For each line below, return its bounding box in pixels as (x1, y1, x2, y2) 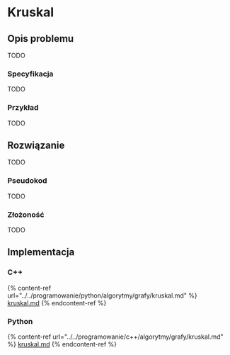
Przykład (7, 103, 39, 113)
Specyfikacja (7, 69, 54, 79)
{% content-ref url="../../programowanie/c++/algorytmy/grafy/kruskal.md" (7, 332, 224, 341)
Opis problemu (7, 33, 74, 45)
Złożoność (7, 210, 45, 220)
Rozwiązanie (7, 139, 65, 151)
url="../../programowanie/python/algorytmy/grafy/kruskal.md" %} (7, 291, 197, 300)
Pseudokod (7, 176, 47, 186)
